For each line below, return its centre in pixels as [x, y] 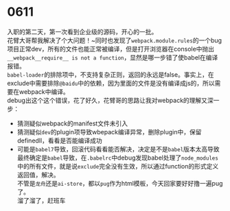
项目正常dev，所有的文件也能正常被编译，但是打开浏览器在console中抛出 [111, 49]
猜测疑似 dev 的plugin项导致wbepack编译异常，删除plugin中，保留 [109, 132]
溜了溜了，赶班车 [41, 200]
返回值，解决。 [38, 175]
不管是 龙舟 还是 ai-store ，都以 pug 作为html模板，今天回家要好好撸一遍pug [120, 183]
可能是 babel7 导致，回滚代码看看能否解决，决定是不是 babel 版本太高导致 [118, 149]
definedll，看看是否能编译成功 [59, 140]
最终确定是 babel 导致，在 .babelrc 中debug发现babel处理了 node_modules [117, 158]
